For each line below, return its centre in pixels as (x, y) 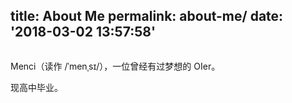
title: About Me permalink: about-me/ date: (147, 16)
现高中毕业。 (36, 87)
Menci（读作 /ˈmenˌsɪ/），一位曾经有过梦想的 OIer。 (115, 66)
